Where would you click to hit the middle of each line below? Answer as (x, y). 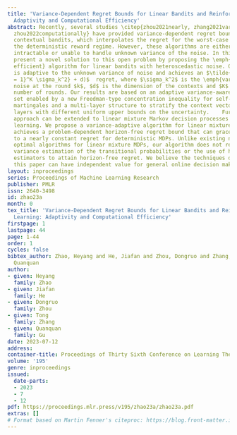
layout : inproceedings (41, 171)
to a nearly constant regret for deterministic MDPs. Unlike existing (120, 138)
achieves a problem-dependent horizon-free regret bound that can (113, 132)
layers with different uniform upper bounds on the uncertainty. (112, 112)
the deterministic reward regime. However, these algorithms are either (123, 47)
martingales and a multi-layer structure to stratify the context (113, 106)
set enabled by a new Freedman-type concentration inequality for (113, 99)
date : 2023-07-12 (33, 342)
